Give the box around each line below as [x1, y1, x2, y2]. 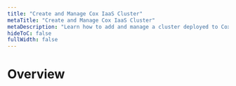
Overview [7, 66, 65, 83]
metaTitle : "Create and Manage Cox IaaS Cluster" [7, 17, 156, 24]
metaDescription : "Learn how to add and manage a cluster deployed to [7, 23, 218, 30]
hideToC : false [7, 29, 52, 37]
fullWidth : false [7, 36, 58, 43]
